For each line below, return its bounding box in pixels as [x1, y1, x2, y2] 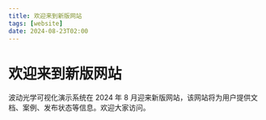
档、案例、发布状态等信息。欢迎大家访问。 [8, 103, 150, 113]
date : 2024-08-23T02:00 [8, 27, 89, 35]
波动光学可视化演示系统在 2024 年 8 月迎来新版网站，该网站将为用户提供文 [8, 92, 259, 102]
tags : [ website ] [8, 19, 63, 28]
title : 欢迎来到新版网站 [8, 11, 82, 20]
